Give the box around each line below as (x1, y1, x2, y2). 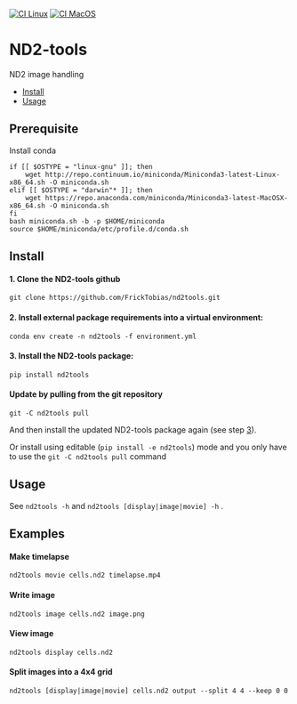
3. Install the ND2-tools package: (9, 351, 134, 361)
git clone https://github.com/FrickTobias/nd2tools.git (9, 294, 221, 303)
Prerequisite (9, 121, 79, 137)
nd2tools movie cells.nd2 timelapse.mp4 (9, 570, 162, 580)
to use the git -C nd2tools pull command (9, 450, 167, 462)
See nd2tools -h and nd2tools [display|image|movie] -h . (9, 500, 224, 511)
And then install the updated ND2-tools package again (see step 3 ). (9, 424, 257, 435)
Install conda (9, 145, 56, 156)
